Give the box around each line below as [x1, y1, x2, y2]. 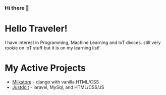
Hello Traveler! [5, 23, 68, 34]
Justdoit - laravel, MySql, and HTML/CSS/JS [12, 84, 104, 90]
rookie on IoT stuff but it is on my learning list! [5, 44, 100, 50]
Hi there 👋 [5, 4, 30, 11]
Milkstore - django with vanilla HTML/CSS [12, 78, 99, 84]
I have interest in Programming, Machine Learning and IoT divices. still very [5, 39, 161, 45]
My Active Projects [5, 62, 86, 74]
